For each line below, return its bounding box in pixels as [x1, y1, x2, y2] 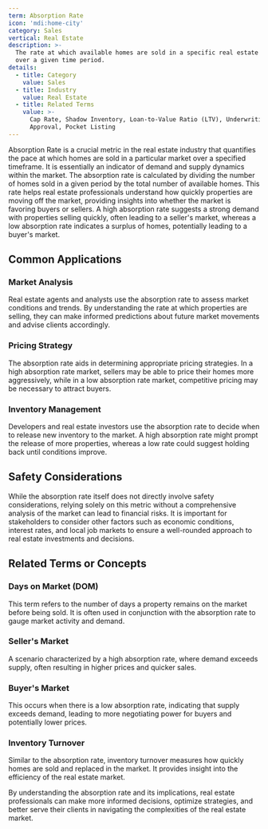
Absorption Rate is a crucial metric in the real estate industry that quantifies [8, 144, 257, 154]
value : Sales [22, 78, 66, 86]
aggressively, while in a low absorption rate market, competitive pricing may [8, 375, 258, 385]
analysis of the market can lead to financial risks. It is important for [8, 508, 227, 518]
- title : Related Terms [15, 101, 94, 109]
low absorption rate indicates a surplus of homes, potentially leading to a [8, 221, 247, 231]
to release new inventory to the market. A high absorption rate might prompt [8, 430, 258, 440]
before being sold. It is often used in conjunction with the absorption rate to [8, 607, 256, 617]
